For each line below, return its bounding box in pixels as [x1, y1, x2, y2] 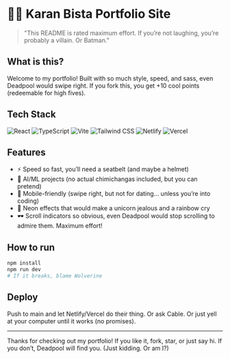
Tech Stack [7, 109, 56, 121]
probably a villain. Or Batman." [23, 36, 110, 44]
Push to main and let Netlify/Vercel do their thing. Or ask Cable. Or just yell [7, 310, 217, 318]
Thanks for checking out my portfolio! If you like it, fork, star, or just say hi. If [7, 336, 222, 345]
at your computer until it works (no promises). [7, 317, 136, 325]
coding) [16, 197, 40, 205]
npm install [7, 260, 41, 267]
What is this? [7, 56, 64, 68]
